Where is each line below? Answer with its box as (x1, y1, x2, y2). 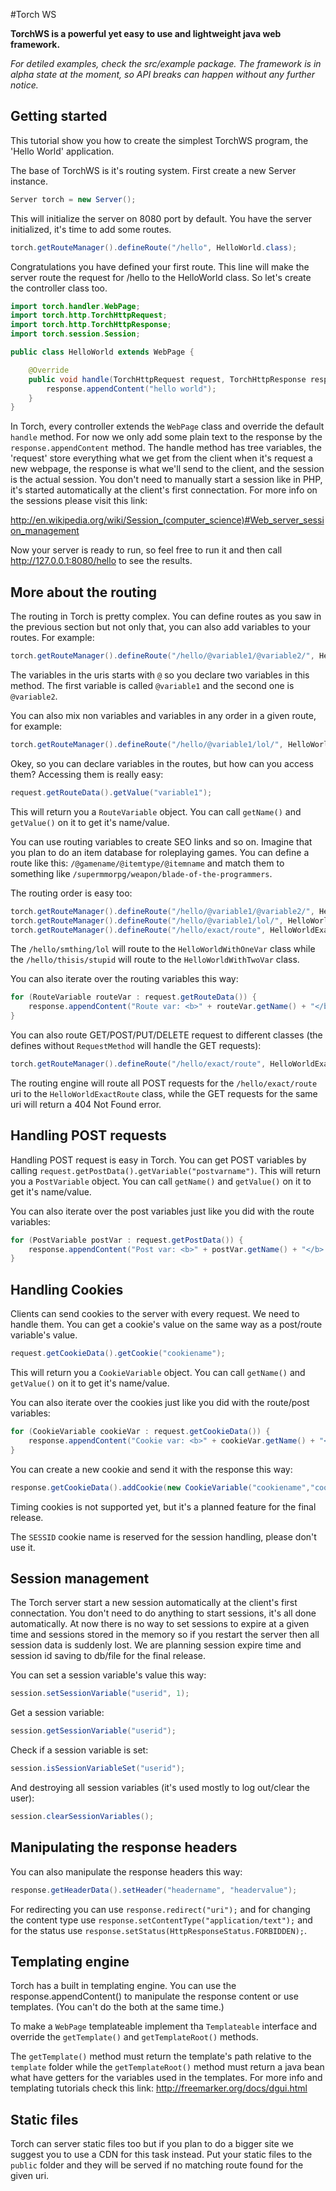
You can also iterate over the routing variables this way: (10, 973, 239, 985)
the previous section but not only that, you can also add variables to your (10, 621, 312, 633)
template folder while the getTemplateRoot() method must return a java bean (10, 2061, 325, 2073)
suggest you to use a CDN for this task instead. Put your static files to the (10, 2149, 313, 2161)
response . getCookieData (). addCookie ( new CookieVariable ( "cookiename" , (10, 1482, 311, 1493)
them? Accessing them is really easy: (10, 768, 164, 780)
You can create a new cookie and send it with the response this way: (10, 1463, 293, 1475)
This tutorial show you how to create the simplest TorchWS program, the (10, 134, 309, 146)
